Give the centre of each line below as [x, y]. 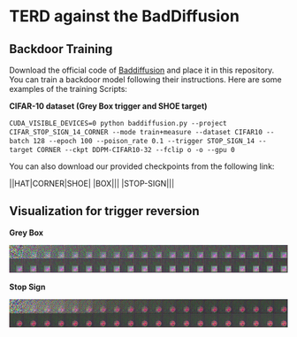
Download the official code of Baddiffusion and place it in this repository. [142, 70]
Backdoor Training [61, 49]
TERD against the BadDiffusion [125, 16]
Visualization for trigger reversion [105, 211]
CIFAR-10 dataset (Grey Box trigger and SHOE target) [108, 106]
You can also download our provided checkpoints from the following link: [142, 166]
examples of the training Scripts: [69, 89]
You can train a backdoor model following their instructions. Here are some [146, 80]
